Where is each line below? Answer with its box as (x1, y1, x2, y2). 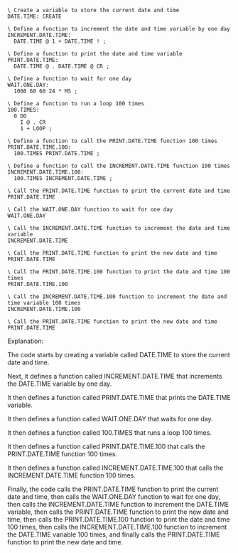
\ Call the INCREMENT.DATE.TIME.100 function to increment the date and (7, 293, 227, 300)
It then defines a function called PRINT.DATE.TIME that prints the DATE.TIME (7, 394, 231, 401)
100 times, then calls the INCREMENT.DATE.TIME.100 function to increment (7, 523, 227, 531)
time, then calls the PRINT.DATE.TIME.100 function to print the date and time (7, 515, 230, 523)
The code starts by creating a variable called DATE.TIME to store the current (7, 351, 231, 359)
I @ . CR (20, 119, 46, 126)
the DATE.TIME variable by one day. (7, 379, 112, 388)
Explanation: (7, 337, 44, 345)
